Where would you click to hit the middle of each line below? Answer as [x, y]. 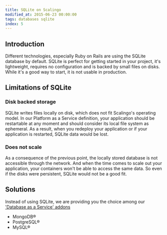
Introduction [25, 44]
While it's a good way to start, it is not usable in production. [66, 72]
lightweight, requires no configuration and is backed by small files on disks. [83, 67]
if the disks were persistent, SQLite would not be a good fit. [66, 174]
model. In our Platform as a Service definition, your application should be [80, 118]
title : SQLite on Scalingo [33, 10]
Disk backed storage [31, 102]
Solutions [20, 190]
